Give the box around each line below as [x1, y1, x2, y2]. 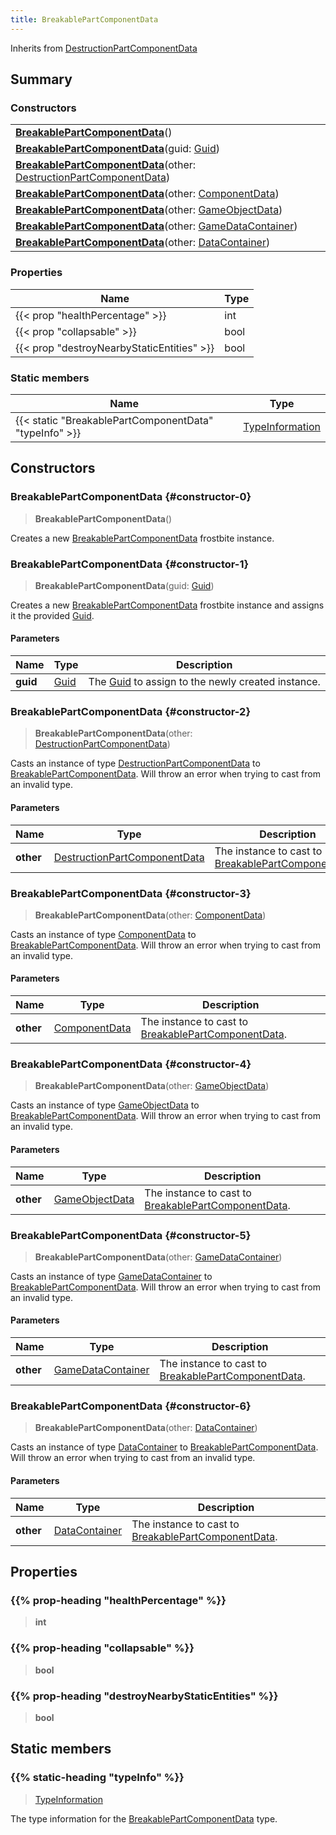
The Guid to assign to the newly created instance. [88, 675, 321, 689]
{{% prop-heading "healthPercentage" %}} [10, 1593, 227, 1607]
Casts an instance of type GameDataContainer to [10, 1270, 213, 1282]
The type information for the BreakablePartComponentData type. [10, 1812, 278, 1825]
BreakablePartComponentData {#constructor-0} [10, 490, 252, 504]
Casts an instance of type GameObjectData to [10, 1099, 200, 1111]
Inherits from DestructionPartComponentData [10, 42, 198, 54]
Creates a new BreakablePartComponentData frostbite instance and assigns [10, 599, 325, 611]
